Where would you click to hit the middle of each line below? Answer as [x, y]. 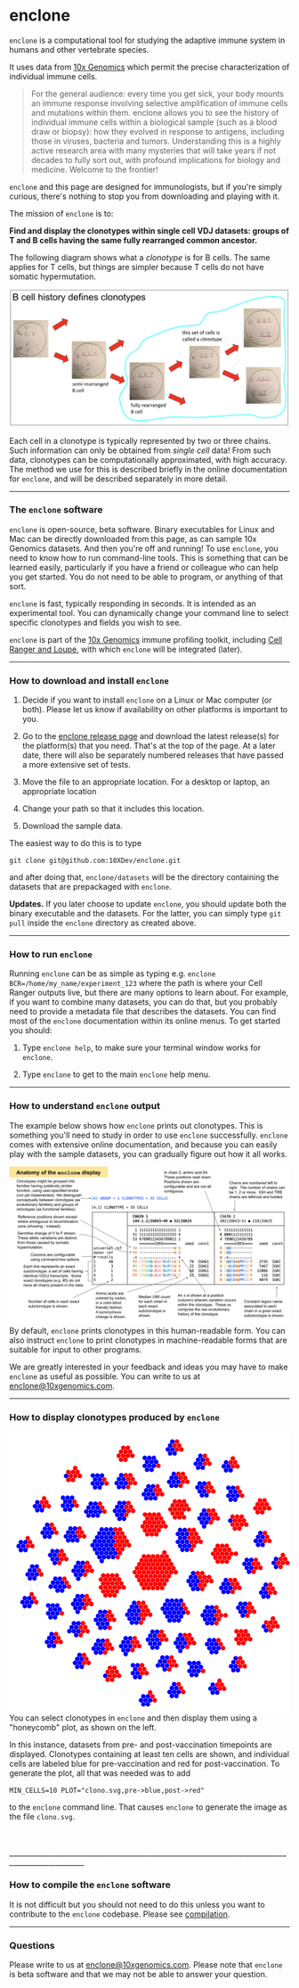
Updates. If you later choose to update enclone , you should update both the [148, 904]
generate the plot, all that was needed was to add [100, 1773]
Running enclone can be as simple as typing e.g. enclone [113, 973]
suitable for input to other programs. [76, 1350]
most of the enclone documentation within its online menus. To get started [145, 1021]
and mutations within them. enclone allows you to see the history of [155, 112]
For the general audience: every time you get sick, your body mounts [158, 94]
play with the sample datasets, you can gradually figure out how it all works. [148, 1154]
